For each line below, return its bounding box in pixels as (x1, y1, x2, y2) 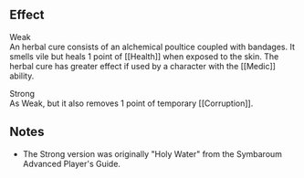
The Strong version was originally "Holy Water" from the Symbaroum (22, 148, 283, 159)
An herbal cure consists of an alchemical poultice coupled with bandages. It (9, 41, 295, 52)
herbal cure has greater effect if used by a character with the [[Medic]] (9, 60, 277, 71)
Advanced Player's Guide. (22, 158, 121, 169)
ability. (9, 70, 35, 81)
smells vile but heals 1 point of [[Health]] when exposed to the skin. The (9, 50, 279, 62)
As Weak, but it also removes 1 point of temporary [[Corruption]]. (9, 98, 254, 109)
